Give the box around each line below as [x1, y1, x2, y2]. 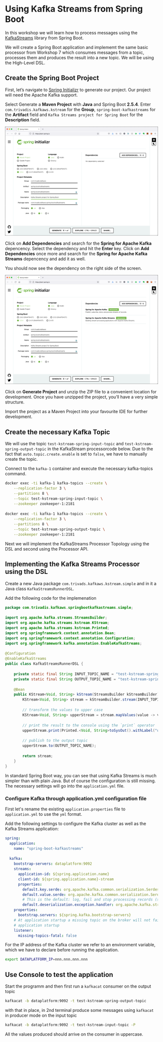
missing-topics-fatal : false [17, 933, 77, 938]
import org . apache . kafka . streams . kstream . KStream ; [5, 621, 110, 625]
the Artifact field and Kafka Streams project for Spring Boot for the [5, 112, 143, 118]
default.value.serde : [22, 892, 66, 897]
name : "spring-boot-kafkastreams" [14, 846, 83, 851]
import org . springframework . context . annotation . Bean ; [5, 630, 116, 636]
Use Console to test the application [5, 970, 114, 979]
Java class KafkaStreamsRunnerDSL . [5, 586, 74, 591]
